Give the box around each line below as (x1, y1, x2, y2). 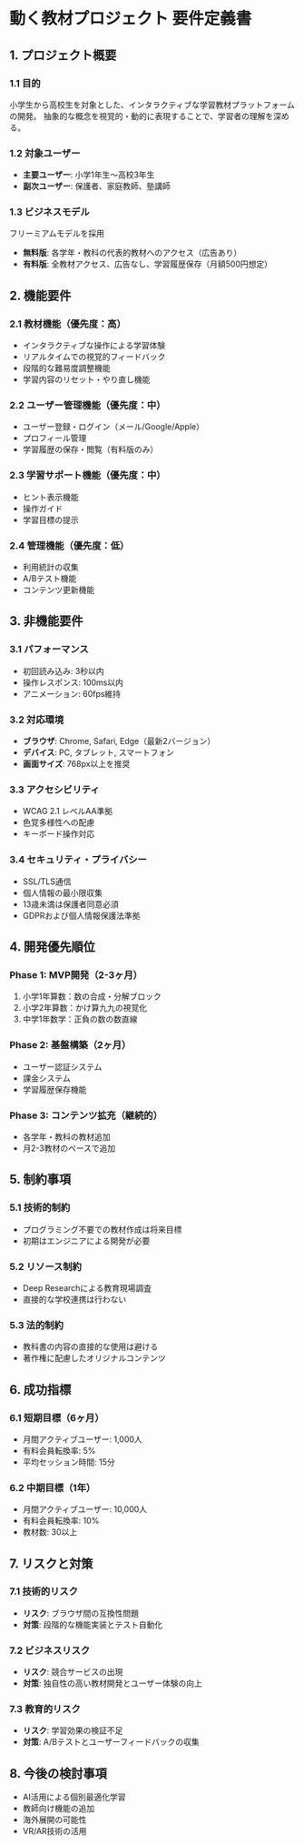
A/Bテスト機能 (22, 573, 77, 584)
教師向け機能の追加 (22, 1803, 95, 1814)
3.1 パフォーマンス (9, 643, 89, 656)
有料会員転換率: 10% (22, 1516, 100, 1527)
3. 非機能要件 (9, 613, 83, 629)
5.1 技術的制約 (9, 1202, 71, 1215)
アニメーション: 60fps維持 (22, 688, 121, 699)
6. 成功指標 (9, 1382, 72, 1397)
